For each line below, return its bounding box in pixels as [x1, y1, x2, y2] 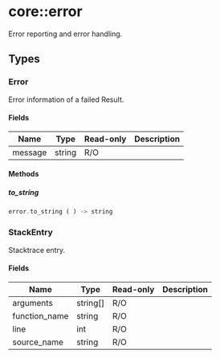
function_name [12, 310, 69, 321]
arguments [12, 297, 54, 308]
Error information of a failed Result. [8, 95, 124, 104]
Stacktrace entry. [8, 245, 66, 254]
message [12, 147, 47, 158]
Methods [8, 169, 39, 179]
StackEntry [8, 227, 54, 238]
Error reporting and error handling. [8, 29, 123, 39]
